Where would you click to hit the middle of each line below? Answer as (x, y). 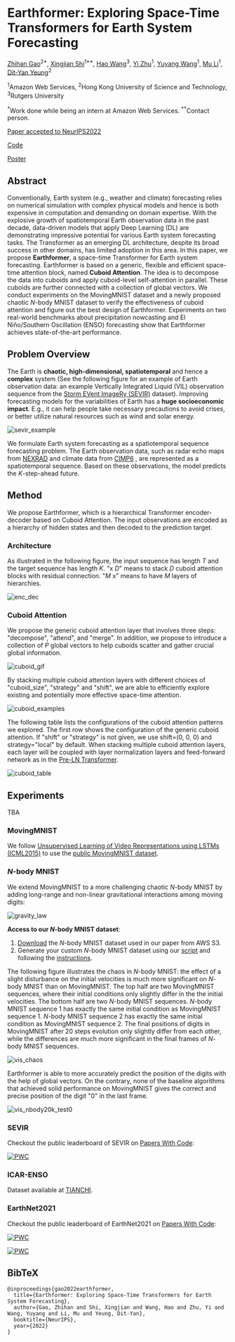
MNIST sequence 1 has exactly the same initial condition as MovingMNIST (114, 1009)
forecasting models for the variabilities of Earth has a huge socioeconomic (116, 401)
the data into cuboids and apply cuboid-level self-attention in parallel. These (117, 280)
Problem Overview (49, 354)
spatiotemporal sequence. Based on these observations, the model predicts (117, 466)
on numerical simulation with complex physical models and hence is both (113, 205)
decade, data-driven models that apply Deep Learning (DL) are (98, 228)
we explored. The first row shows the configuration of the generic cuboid (113, 730)
